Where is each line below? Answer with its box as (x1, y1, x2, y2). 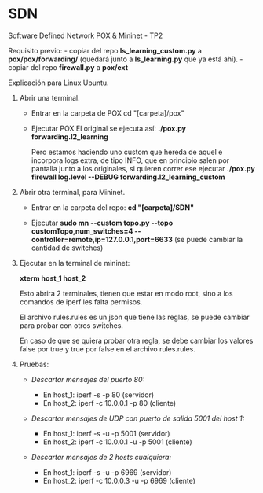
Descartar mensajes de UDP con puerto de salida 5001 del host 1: (31, 414, 245, 423)
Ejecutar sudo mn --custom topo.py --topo (31, 218, 174, 227)
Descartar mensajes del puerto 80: (31, 374, 145, 384)
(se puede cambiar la (174, 234, 243, 244)
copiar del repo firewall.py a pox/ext (8, 62, 128, 72)
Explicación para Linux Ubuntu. (8, 78, 109, 87)
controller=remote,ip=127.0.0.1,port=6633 (31, 234, 173, 244)
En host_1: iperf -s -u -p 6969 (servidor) (42, 467, 172, 476)
